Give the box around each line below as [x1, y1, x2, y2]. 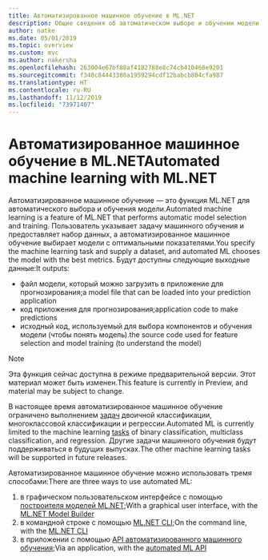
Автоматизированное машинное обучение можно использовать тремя [8, 468, 252, 478]
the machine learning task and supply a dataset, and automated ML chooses [8, 247, 261, 256]
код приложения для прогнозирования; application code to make [19, 304, 238, 314]
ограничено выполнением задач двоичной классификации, [8, 411, 212, 420]
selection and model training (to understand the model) [19, 339, 202, 348]
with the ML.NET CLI [19, 526, 88, 536]
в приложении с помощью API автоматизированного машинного [19, 534, 242, 544]
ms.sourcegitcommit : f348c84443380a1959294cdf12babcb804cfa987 [8, 71, 224, 79]
